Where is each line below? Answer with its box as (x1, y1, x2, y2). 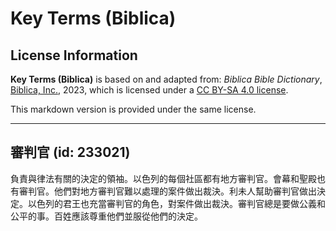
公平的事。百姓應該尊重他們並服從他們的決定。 (10, 210, 203, 222)
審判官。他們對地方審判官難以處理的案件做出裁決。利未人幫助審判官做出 (18, 185, 317, 197)
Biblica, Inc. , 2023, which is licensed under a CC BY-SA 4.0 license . (10, 84, 289, 96)
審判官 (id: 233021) (10, 144, 131, 161)
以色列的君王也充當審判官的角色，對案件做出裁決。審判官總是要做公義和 (27, 197, 326, 209)
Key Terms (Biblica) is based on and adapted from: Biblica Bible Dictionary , (10, 73, 323, 85)
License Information (10, 47, 138, 64)
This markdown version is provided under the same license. (10, 103, 257, 115)
